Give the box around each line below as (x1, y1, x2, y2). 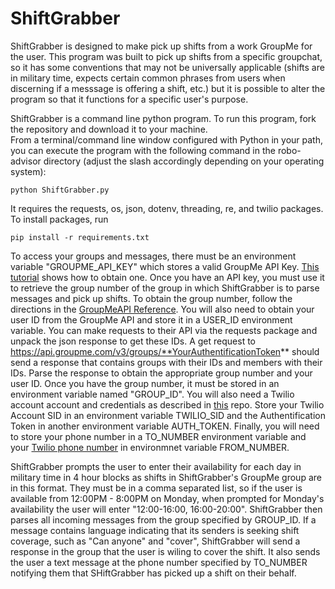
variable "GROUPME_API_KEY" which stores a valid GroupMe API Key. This (10, 260, 320, 272)
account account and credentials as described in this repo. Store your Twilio (10, 398, 325, 411)
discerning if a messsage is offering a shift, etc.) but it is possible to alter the (10, 82, 326, 94)
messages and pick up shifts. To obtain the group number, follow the (10, 292, 293, 304)
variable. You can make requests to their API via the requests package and (10, 324, 318, 336)
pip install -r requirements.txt (10, 232, 150, 242)
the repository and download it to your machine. (10, 123, 208, 135)
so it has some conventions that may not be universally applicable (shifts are (10, 61, 325, 73)
